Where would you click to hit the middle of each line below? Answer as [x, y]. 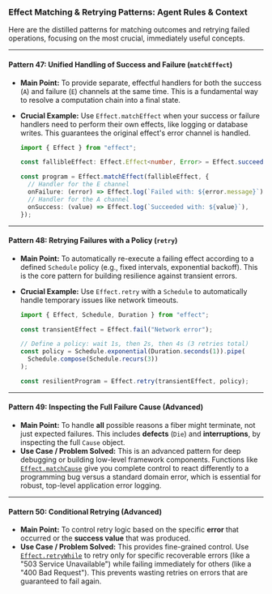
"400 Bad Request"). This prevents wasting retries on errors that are [134, 573]
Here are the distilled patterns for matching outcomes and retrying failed [129, 30]
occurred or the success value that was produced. [105, 538]
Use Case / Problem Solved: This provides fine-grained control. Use [134, 547]
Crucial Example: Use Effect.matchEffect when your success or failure [140, 115]
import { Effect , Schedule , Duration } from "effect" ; [115, 314]
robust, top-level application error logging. [91, 485]
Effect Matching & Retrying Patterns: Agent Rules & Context [128, 12]
